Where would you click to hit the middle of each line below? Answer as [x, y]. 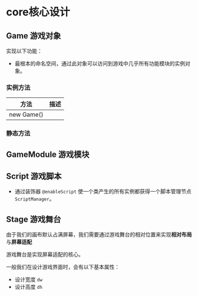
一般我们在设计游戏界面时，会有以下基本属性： [63, 267]
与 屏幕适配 [19, 242]
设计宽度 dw [29, 279]
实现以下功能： [24, 51]
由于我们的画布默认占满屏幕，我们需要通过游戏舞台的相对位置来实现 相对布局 [99, 235]
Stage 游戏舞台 [34, 219]
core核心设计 [38, 12]
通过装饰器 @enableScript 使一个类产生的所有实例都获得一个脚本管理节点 [103, 192]
